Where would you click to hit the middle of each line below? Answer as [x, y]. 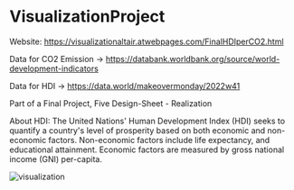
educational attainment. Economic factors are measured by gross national [147, 149]
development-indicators [54, 68]
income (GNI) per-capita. [56, 158]
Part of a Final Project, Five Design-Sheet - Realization [111, 103]
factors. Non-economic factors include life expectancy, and [159, 140]
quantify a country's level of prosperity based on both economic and [138, 130]
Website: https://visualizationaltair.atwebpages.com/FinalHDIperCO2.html [147, 41]
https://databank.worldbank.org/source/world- [193, 59]
